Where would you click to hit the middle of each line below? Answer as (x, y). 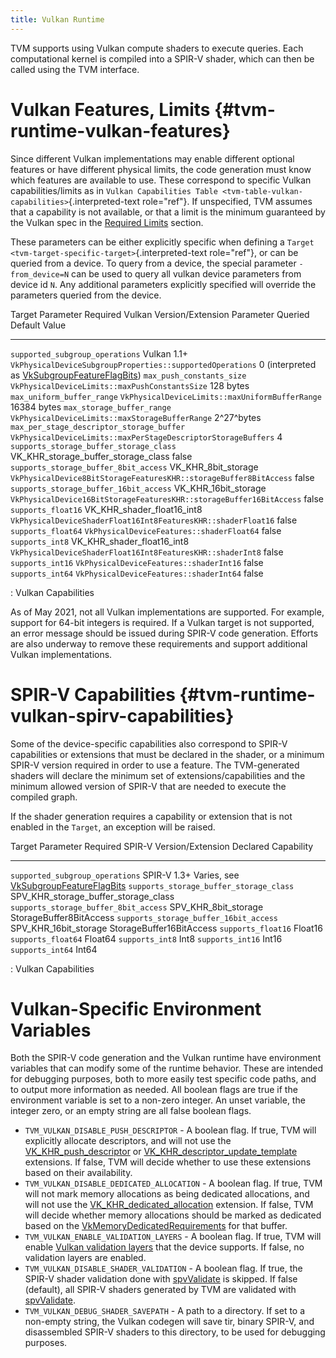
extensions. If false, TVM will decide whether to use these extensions (168, 1162)
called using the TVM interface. (75, 69)
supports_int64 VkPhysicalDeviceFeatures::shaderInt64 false (137, 573)
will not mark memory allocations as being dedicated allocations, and (167, 1194)
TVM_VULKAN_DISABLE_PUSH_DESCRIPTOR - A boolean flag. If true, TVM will (170, 1130)
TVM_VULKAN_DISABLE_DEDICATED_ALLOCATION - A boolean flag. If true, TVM (173, 1183)
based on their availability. (78, 1173)
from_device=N (40, 274)
